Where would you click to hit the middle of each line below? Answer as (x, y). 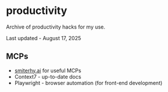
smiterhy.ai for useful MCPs (48, 70)
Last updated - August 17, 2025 (44, 38)
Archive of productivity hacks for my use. (56, 27)
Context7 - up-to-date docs (48, 76)
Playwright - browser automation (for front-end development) (88, 83)
